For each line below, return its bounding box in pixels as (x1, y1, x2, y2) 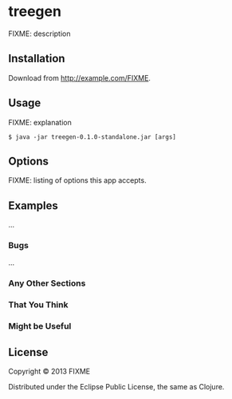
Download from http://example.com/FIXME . (8, 73, 151, 82)
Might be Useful (8, 321, 72, 332)
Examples (8, 199, 58, 212)
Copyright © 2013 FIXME (8, 366, 90, 377)
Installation (8, 52, 65, 65)
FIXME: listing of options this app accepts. (8, 176, 147, 185)
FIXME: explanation (8, 117, 72, 127)
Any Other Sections (8, 278, 86, 289)
